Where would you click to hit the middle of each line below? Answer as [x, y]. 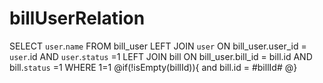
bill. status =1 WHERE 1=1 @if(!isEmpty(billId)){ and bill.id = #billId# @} [153, 67]
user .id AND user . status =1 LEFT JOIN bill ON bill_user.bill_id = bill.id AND [161, 56]
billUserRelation [77, 18]
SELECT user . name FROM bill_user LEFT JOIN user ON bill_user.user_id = [158, 46]
